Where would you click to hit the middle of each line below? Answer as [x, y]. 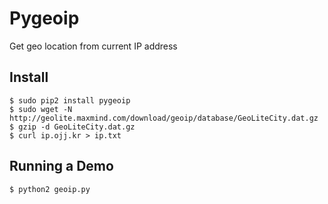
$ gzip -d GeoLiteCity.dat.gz [72, 127]
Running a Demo [61, 166]
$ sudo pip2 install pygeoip [70, 100]
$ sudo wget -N [41, 109]
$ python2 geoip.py [50, 189]
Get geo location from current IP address [93, 46]
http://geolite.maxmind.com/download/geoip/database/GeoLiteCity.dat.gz [164, 118]
